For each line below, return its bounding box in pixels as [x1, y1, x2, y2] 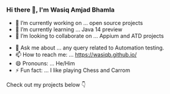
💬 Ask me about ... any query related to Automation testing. [15, 44, 164, 51]
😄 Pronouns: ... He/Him [15, 60, 75, 67]
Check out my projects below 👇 [6, 81, 86, 89]
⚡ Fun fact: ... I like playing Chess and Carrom [15, 67, 130, 74]
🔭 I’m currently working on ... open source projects [15, 20, 143, 27]
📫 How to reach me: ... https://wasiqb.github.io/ [15, 51, 137, 59]
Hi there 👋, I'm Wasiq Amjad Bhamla [6, 5, 115, 14]
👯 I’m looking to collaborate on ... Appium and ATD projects [15, 32, 164, 40]
